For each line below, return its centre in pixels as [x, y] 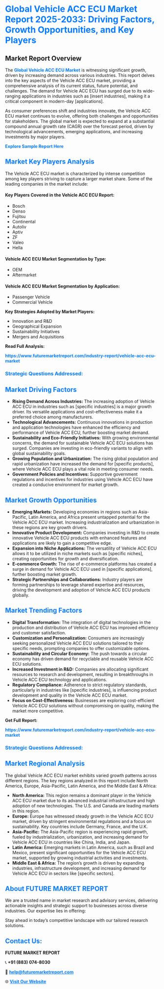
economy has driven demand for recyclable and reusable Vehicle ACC [83, 659]
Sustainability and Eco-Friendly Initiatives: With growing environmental [85, 438]
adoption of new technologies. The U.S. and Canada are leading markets [85, 806]
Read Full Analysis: [25, 346]
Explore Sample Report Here [34, 146]
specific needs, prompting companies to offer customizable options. [81, 648]
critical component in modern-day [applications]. [55, 101]
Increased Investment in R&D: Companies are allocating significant [80, 669]
